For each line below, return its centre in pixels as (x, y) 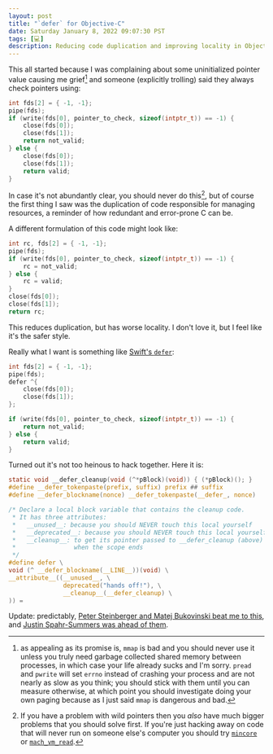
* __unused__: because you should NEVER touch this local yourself (132, 525)
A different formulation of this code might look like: (93, 229)
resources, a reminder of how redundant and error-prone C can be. (121, 213)
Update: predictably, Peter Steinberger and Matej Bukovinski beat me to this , (136, 616)
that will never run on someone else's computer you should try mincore (139, 733)
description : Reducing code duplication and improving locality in (125, 46)
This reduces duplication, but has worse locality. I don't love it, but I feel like (135, 327)
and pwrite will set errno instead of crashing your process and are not (137, 674)
